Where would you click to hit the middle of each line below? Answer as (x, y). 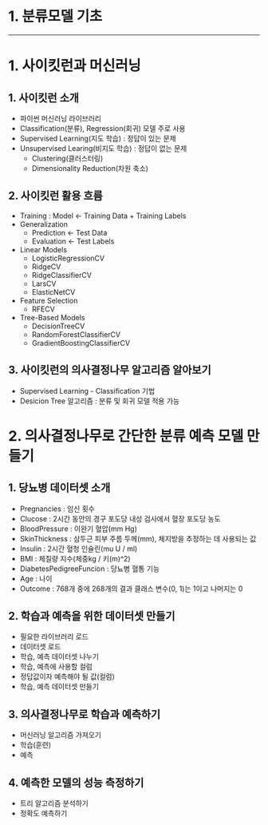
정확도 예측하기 (43, 813)
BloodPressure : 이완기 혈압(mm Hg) (79, 529)
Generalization (43, 224)
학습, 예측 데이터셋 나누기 (59, 656)
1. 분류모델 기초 (55, 16)
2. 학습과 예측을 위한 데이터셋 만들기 (92, 616)
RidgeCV (46, 266)
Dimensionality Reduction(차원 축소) (90, 168)
